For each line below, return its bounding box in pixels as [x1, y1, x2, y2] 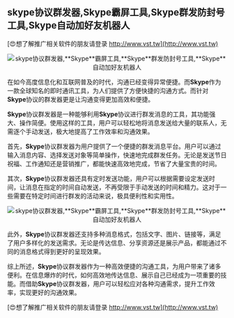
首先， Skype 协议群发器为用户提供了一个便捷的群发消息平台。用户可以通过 [7, 142, 221, 150]
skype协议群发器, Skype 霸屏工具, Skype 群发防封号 [7, 6, 225, 19]
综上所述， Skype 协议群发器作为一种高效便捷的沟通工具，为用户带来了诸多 [7, 262, 221, 270]
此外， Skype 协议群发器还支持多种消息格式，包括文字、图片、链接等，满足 [7, 230, 221, 238]
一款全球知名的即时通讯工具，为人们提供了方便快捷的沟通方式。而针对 [7, 86, 209, 95]
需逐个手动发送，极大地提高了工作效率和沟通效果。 [7, 127, 154, 136]
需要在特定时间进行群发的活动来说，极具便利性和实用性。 [13, 191, 178, 200]
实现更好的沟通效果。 [19, 288, 81, 296]
